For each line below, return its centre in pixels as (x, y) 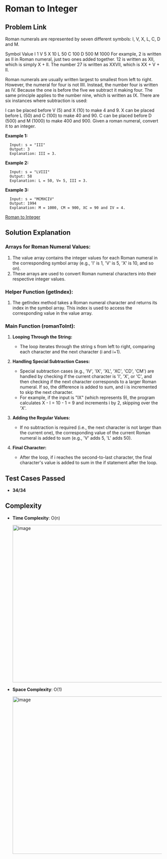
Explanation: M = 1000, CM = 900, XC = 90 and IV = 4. (68, 208)
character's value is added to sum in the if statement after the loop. (88, 463)
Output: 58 (21, 176)
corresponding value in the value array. (52, 313)
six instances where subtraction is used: (46, 101)
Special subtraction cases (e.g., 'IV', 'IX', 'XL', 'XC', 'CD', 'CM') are (87, 371)
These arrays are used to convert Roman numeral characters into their (84, 273)
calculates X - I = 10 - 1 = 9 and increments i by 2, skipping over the (89, 403)
